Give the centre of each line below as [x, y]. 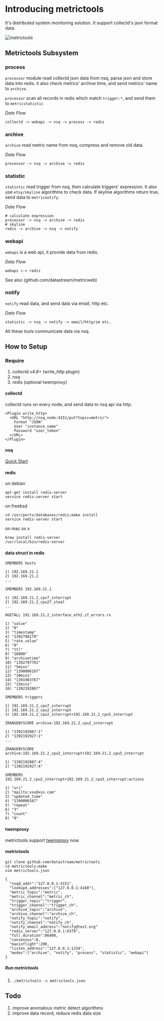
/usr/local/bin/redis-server [35, 542]
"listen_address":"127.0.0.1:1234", [47, 948]
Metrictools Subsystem [42, 53]
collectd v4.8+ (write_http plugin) [46, 371]
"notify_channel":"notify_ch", [42, 922]
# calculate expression [30, 216]
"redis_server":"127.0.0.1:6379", [45, 931]
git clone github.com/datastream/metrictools [52, 862]
